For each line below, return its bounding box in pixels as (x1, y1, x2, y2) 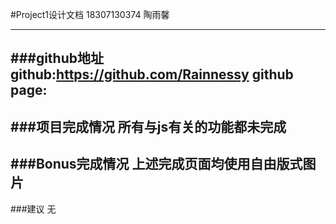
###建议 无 (10, 203, 57, 215)
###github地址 (10, 50, 104, 67)
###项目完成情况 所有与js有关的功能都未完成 (10, 118, 287, 135)
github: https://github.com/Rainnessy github (10, 66, 294, 83)
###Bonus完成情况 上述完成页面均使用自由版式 (10, 156, 303, 173)
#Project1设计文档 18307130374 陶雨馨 (10, 9, 170, 20)
